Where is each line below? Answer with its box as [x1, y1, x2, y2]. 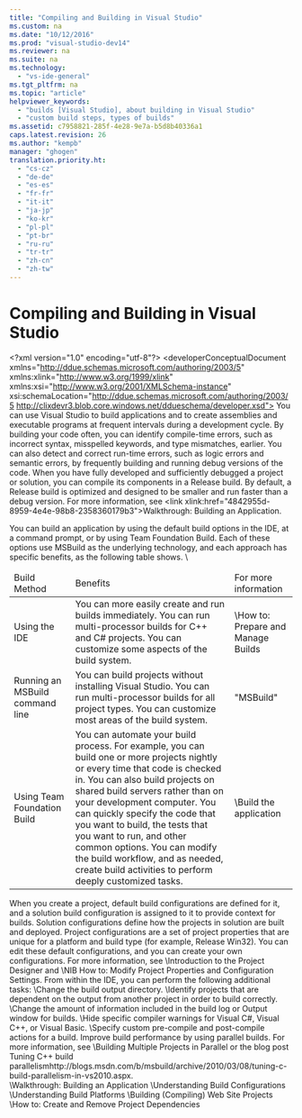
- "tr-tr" [17, 248, 54, 257]
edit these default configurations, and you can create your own [9, 945, 243, 956]
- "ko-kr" [17, 214, 54, 223]
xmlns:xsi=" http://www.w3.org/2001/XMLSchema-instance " [9, 380, 232, 392]
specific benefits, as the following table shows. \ [9, 551, 189, 562]
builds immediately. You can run [75, 609, 210, 622]
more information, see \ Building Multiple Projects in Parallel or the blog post [9, 1041, 289, 1052]
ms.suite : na [9, 55, 58, 64]
